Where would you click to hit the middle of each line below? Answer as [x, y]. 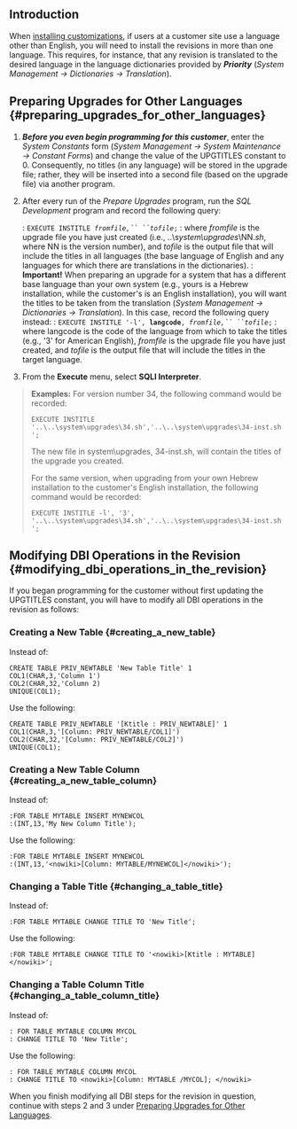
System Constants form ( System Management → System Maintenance [151, 146]
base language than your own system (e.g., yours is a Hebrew [135, 284]
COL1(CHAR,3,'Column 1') [55, 676]
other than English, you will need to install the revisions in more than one [141, 45]
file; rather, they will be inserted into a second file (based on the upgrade [155, 174]
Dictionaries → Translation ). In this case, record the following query [145, 312]
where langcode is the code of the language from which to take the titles [155, 331]
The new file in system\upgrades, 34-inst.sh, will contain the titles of [156, 451]
